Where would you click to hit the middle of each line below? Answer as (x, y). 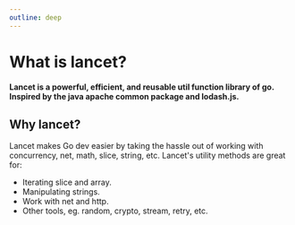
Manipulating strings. (61, 192)
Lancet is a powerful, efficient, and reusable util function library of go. (142, 87)
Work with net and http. (65, 202)
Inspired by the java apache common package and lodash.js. (124, 96)
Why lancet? (45, 124)
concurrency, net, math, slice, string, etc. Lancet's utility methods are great (147, 156)
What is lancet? (68, 61)
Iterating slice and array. (67, 182)
